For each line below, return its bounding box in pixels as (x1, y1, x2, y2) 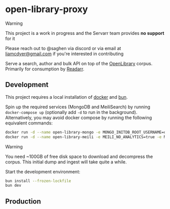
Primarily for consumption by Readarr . (5, 66, 84, 72)
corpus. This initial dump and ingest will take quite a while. (5, 158, 127, 165)
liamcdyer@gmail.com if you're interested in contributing (5, 51, 124, 57)
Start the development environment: (5, 169, 80, 175)
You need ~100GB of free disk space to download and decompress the (5, 153, 153, 159)
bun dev (5, 183, 22, 188)
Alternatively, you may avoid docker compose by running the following (5, 114, 152, 120)
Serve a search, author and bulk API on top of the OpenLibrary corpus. (5, 60, 153, 66)
